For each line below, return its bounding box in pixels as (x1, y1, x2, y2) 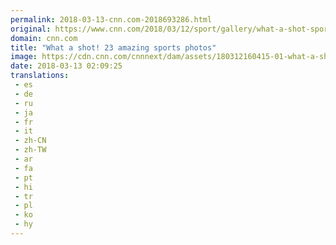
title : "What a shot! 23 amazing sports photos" (10, 42, 217, 53)
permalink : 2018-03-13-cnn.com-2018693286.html (10, 14, 213, 25)
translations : (10, 71, 70, 81)
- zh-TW (14, 145, 47, 155)
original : (10, 24, 52, 34)
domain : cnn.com (10, 33, 78, 43)
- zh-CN (14, 136, 47, 146)
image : (10, 52, 38, 62)
